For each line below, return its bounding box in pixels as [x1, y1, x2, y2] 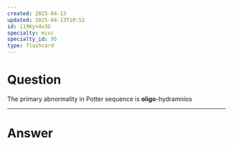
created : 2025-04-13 [7, 10, 67, 17]
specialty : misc [7, 29, 54, 37]
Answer [7, 126, 53, 142]
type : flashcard [7, 42, 54, 49]
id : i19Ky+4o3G [7, 23, 51, 30]
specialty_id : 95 [7, 36, 58, 43]
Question [7, 72, 61, 88]
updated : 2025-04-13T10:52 [7, 17, 85, 23]
